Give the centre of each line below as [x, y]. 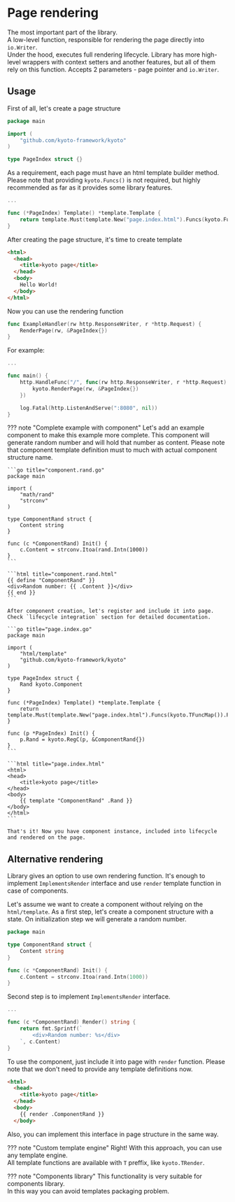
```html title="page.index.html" [56, 764]
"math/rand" [37, 495]
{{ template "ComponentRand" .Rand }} [76, 801]
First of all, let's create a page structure [64, 108]
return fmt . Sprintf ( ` [51, 1029]
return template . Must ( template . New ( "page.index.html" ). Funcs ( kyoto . [122, 219]
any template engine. [37, 1155]
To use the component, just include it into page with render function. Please [116, 1061]
